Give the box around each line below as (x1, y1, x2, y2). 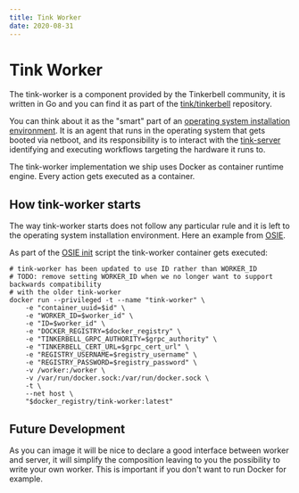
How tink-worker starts (9, 197, 141, 212)
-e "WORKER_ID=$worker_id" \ (25, 311, 134, 321)
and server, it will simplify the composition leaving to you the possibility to (9, 455, 281, 465)
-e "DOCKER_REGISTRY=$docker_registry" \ (25, 327, 181, 336)
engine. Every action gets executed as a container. (9, 171, 195, 182)
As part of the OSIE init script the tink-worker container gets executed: (9, 247, 268, 259)
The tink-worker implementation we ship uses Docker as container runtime (9, 161, 284, 172)
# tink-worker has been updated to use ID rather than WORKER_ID (9, 265, 257, 274)
